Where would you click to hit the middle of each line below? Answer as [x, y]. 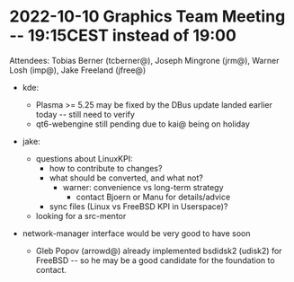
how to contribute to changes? [106, 168]
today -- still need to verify [85, 114]
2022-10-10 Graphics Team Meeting [147, 17]
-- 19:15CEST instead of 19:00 [123, 35]
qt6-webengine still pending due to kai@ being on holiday [143, 124]
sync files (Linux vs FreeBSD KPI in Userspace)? [138, 206]
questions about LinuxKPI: [84, 158]
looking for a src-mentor [81, 216]
